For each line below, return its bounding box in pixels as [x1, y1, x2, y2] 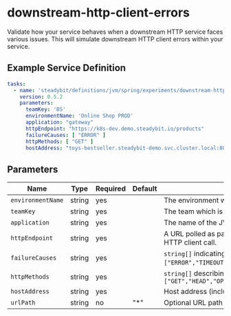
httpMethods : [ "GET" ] [25, 138, 94, 145]
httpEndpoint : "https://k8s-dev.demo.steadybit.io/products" [25, 125, 205, 132]
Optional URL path [164, 298, 223, 308]
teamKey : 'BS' [25, 106, 67, 113]
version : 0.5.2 [19, 93, 63, 101]
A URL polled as [164, 229, 215, 239]
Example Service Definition [7, 62, 126, 74]
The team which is [164, 207, 223, 216]
